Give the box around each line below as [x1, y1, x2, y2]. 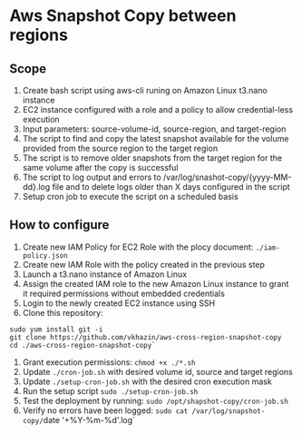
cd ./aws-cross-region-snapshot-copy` [9, 340, 156, 350]
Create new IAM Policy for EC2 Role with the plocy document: [22, 242, 254, 252]
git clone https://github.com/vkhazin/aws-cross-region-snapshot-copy [9, 332, 282, 341]
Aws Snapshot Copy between [9, 5, 237, 26]
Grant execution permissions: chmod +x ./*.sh [22, 356, 196, 368]
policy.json [22, 251, 68, 260]
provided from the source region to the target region [22, 143, 219, 153]
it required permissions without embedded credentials [22, 288, 225, 299]
